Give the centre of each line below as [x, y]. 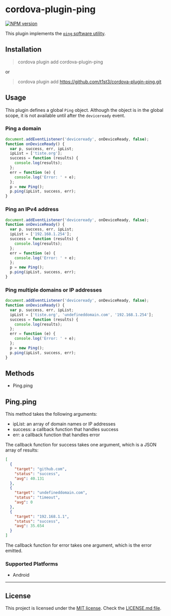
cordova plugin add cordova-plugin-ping [60, 62]
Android [21, 575]
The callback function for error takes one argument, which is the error [78, 546]
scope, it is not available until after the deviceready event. [65, 115]
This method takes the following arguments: [51, 414]
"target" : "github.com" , [41, 469]
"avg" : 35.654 [29, 526]
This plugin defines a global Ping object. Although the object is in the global [84, 110]
